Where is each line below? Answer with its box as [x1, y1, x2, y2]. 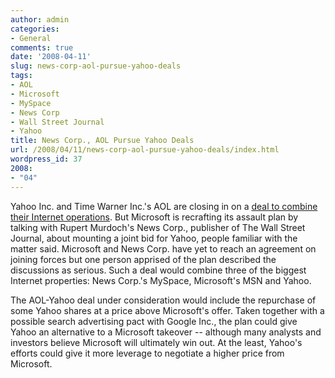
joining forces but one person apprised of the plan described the [10, 253, 277, 265]
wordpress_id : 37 [10, 154, 83, 164]
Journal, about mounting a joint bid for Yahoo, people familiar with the [10, 232, 298, 244]
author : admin [10, 14, 70, 25]
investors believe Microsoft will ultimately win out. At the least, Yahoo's [10, 336, 303, 348]
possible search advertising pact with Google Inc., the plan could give [10, 315, 298, 327]
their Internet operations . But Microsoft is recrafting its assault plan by [10, 211, 299, 223]
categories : [10, 24, 60, 34]
